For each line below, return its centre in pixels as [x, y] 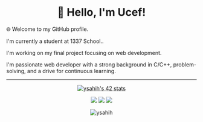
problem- [185, 64]
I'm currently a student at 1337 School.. [55, 41]
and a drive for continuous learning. [71, 71]
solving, [16, 71]
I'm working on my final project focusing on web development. [84, 53]
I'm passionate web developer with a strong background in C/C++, [89, 64]
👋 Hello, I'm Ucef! [101, 12]
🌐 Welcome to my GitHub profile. [47, 29]
